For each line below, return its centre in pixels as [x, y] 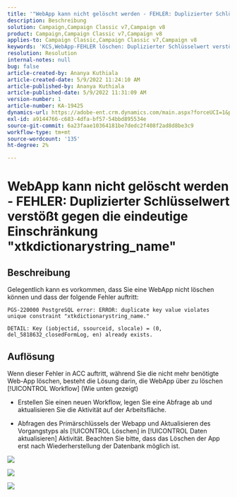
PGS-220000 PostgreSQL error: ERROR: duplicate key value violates [109, 310]
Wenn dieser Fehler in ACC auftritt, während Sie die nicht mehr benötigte [113, 373]
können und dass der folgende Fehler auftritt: [73, 297]
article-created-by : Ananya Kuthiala [63, 73]
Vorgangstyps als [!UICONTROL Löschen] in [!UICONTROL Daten [112, 431]
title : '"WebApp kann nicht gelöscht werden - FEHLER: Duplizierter [110, 14]
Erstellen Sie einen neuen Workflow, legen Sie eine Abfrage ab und [115, 402]
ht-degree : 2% [28, 146]
